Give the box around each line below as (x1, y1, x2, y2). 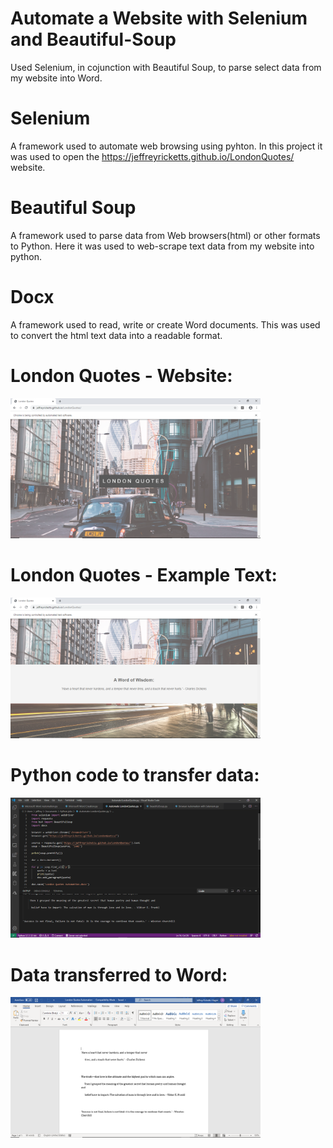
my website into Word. (10, 72, 103, 84)
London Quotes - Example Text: (10, 564, 278, 587)
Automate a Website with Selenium (10, 7, 308, 30)
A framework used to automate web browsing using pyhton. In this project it (10, 140, 323, 152)
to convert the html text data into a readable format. (10, 329, 223, 341)
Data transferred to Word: (10, 963, 228, 986)
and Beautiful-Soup (10, 28, 177, 51)
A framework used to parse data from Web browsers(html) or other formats (10, 229, 321, 241)
